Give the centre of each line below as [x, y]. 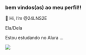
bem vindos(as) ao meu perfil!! [43, 7]
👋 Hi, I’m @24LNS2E [26, 18]
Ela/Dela [14, 28]
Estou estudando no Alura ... [34, 38]
